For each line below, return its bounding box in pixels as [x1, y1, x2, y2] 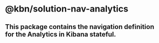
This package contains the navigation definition [5, 23, 155, 31]
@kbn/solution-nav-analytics [5, 3, 129, 14]
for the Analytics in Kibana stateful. [5, 30, 116, 38]
